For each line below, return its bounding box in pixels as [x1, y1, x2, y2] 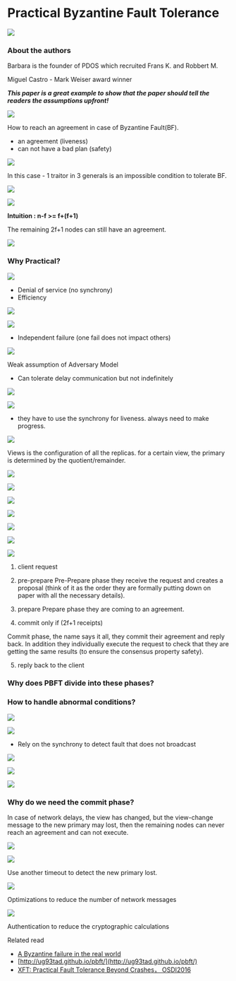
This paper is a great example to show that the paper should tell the [7, 89, 210, 97]
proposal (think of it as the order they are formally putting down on [17, 583, 211, 592]
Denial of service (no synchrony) [17, 285, 113, 294]
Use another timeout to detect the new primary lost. [7, 869, 157, 877]
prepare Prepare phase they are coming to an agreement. [17, 605, 185, 613]
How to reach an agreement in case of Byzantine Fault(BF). [7, 124, 179, 132]
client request [17, 562, 58, 571]
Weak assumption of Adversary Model [7, 360, 118, 369]
